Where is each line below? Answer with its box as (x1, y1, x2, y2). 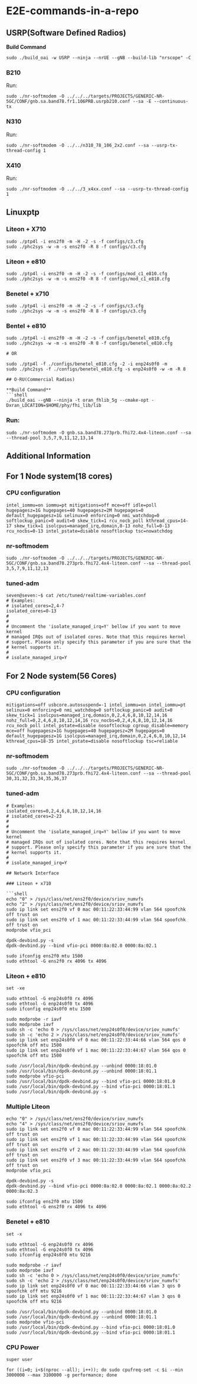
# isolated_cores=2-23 (6, 813, 62, 819)
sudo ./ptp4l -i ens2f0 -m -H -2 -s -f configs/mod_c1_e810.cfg (6, 270, 168, 276)
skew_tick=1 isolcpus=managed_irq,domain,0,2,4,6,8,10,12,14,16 (6, 712, 168, 718)
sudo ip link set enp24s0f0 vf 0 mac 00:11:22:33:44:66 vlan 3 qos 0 (6, 1283, 181, 1289)
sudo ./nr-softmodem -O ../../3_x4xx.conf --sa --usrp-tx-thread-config (6, 186, 189, 192)
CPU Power (6, 1343, 40, 1351)
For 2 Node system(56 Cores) (6, 670, 117, 681)
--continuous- (153, 99, 189, 105)
